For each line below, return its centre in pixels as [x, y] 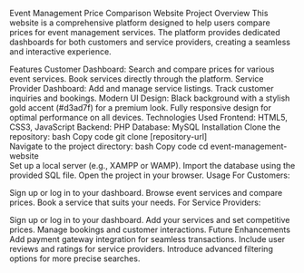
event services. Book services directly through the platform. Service [137, 79]
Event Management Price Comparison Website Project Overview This [139, 13]
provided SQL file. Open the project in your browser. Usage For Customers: [150, 175]
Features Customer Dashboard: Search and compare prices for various [142, 69]
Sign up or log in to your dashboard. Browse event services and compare [146, 193]
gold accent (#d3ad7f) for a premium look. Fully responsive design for [141, 107]
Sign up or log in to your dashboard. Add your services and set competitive [150, 220]
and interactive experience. [60, 52]
